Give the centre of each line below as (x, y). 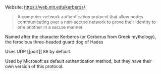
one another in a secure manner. (50, 27)
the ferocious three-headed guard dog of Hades (54, 42)
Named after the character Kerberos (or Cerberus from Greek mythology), (80, 37)
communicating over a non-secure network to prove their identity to (86, 22)
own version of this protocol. (34, 66)
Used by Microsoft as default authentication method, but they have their (79, 61)
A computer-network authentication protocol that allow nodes (80, 17)
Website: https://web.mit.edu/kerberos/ (45, 7)
